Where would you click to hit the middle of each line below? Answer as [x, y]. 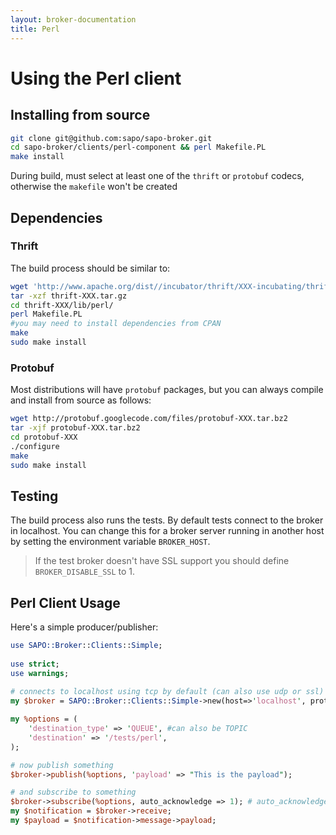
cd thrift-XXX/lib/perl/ [62, 305]
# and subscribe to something [73, 792]
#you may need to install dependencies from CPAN [116, 324]
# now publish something [62, 765]
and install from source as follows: [81, 400]
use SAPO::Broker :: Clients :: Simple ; [86, 646]
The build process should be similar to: [90, 268]
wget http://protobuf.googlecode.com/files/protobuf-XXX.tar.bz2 [149, 419]
